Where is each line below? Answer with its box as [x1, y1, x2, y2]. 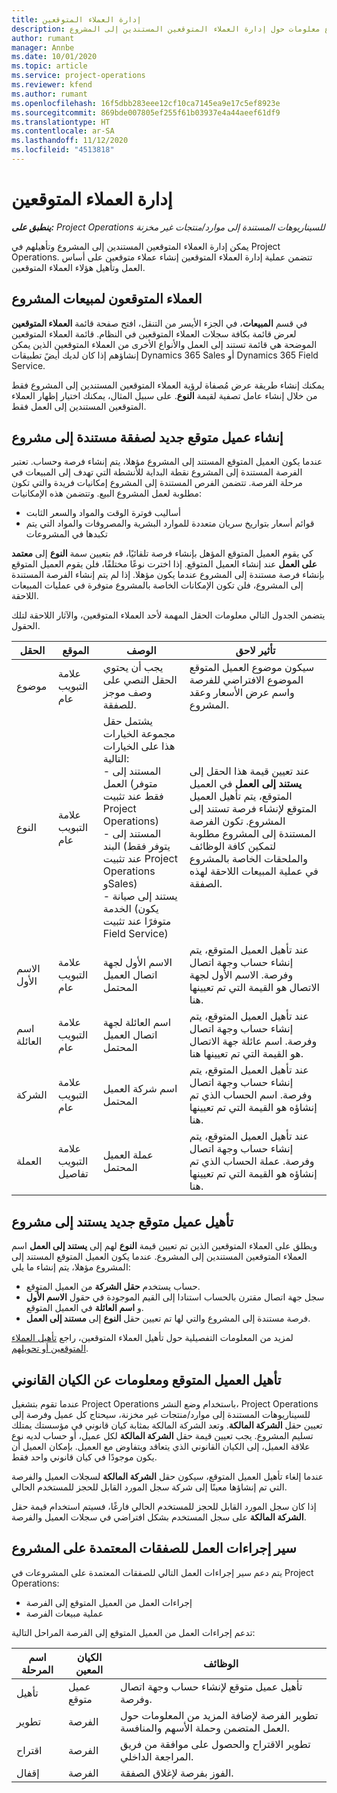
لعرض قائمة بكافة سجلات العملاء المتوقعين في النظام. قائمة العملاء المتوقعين [11, 327, 297, 340]
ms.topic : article [11, 61, 88, 71]
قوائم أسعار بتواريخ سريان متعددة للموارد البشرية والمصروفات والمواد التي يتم [25, 517, 315, 530]
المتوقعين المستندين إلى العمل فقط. [11, 400, 147, 412]
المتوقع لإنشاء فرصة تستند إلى [189, 802, 318, 816]
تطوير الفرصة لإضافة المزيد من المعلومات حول [120, 1708, 319, 1722]
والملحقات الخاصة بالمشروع [189, 852, 308, 866]
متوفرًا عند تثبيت [102, 914, 172, 928]
